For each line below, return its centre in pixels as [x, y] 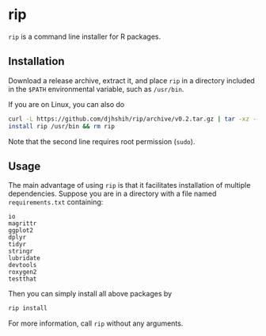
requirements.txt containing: [56, 202]
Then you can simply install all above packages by [90, 294]
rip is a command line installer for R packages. [84, 36]
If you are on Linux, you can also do [66, 104]
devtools [23, 265]
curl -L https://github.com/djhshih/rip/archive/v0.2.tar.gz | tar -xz [129, 119]
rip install [28, 308]
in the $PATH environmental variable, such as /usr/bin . [96, 89]
